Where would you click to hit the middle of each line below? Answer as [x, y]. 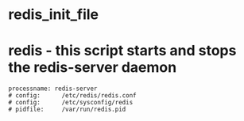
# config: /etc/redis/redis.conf [72, 96]
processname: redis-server [53, 89]
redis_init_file [54, 15]
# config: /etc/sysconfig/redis [71, 103]
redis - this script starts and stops [122, 51]
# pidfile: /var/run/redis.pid [67, 110]
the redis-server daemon [93, 68]
